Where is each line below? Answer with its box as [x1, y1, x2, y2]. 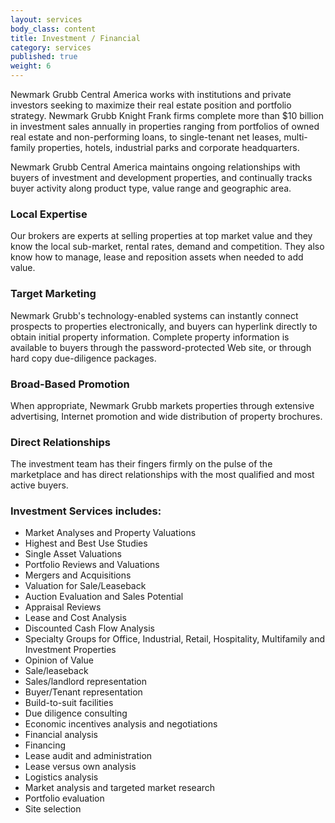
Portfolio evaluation [24, 792, 105, 805]
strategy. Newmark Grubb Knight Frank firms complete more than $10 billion [10, 110, 325, 121]
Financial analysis [24, 729, 98, 741]
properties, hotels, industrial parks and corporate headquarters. [37, 142, 300, 153]
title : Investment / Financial [10, 33, 141, 43]
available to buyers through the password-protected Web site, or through [10, 341, 312, 353]
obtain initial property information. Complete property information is [10, 331, 290, 343]
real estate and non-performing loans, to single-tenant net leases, [10, 131, 282, 143]
